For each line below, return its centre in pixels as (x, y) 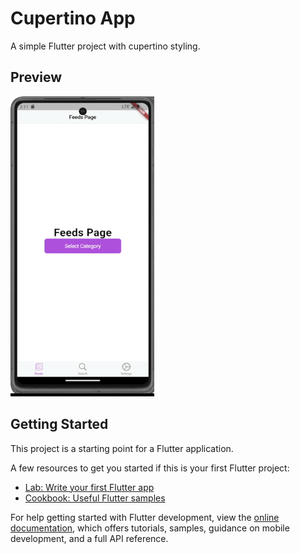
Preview (36, 77)
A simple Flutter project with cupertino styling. (105, 46)
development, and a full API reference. (89, 538)
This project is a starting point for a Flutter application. (122, 448)
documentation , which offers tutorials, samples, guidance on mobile (150, 528)
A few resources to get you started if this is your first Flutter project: (150, 468)
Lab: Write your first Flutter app (89, 487)
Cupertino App (73, 18)
